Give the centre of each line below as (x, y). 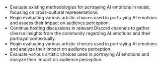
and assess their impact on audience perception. (60, 23)
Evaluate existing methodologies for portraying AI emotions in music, (80, 7)
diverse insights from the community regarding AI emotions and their (80, 33)
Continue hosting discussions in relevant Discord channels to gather (80, 28)
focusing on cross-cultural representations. (54, 12)
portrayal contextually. (33, 38)
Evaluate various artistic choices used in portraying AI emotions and (80, 54)
